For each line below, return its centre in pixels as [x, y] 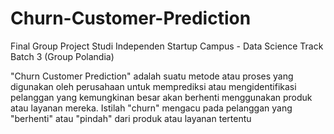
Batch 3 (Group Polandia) [62, 56]
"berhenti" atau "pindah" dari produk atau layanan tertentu [131, 118]
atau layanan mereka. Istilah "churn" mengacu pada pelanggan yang [151, 108]
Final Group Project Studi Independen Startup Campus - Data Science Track [167, 46]
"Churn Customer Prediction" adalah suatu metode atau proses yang [152, 76]
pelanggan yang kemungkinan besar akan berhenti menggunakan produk [161, 97]
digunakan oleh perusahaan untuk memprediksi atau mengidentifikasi [153, 86]
